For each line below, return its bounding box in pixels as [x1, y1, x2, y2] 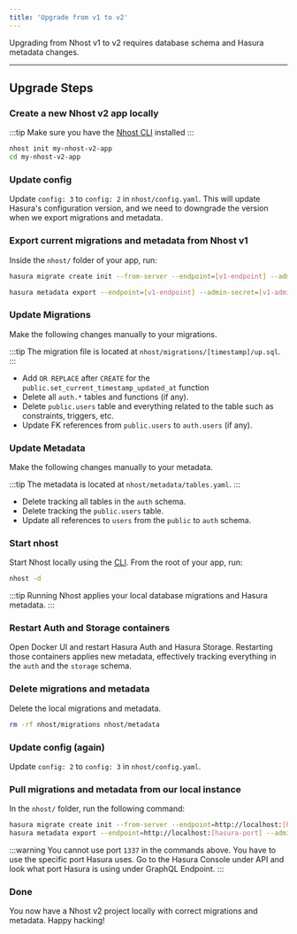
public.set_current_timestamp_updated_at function [21, 382, 209, 392]
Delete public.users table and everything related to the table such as [21, 400, 274, 412]
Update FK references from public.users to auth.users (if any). [21, 420, 253, 430]
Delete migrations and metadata [9, 683, 150, 695]
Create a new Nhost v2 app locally [9, 107, 159, 120]
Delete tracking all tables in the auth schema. [21, 497, 187, 506]
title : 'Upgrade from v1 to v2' [9, 12, 128, 22]
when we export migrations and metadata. [9, 212, 164, 223]
